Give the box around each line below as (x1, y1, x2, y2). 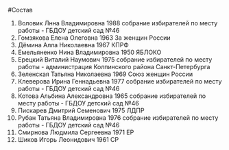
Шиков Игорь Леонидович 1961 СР (17, 136, 119, 143)
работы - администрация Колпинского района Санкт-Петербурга (17, 63, 210, 71)
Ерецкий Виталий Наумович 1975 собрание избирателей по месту (17, 55, 213, 64)
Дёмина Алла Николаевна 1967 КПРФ (17, 41, 129, 49)
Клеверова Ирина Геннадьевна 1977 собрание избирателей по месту (17, 77, 222, 85)
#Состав (8, 6, 33, 14)
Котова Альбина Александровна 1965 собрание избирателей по (17, 92, 206, 100)
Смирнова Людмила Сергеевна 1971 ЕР (17, 128, 134, 136)
